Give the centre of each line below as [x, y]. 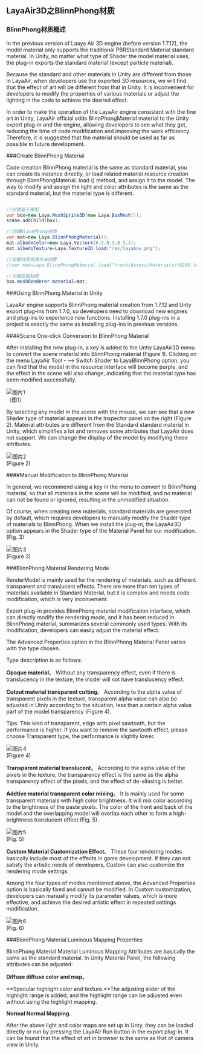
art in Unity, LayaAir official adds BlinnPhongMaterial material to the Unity [98, 118]
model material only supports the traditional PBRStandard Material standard [100, 50]
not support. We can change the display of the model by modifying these [97, 438]
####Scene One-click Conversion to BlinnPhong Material [78, 336]
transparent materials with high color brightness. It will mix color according [99, 800]
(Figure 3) [19, 556]
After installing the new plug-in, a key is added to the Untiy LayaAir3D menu [101, 347]
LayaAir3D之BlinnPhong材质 [61, 11]
